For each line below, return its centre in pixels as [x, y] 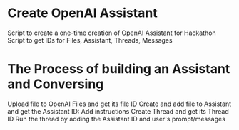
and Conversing [56, 84]
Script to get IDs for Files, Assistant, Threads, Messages [90, 40]
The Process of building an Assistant [119, 69]
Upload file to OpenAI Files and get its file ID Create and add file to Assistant [119, 104]
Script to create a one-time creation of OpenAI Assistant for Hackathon [112, 33]
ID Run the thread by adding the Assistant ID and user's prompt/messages [117, 119]
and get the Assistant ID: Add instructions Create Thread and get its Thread [118, 111]
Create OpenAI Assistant [83, 13]
